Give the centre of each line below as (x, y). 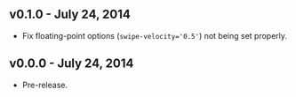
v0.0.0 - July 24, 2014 (72, 64)
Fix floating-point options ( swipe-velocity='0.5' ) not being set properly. (154, 35)
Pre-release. (45, 85)
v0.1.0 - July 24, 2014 (70, 15)
